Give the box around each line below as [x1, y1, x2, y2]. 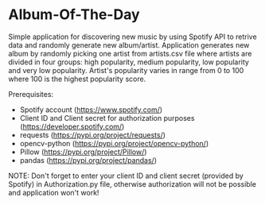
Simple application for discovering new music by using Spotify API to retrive [8, 32, 257, 41]
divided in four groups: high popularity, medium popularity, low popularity [8, 57, 249, 67]
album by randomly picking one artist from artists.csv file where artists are [8, 48, 252, 58]
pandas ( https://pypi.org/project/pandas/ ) [19, 155, 158, 164]
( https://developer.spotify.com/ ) [19, 122, 125, 131]
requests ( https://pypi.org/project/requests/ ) [19, 130, 166, 140]
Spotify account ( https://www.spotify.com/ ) [19, 105, 163, 114]
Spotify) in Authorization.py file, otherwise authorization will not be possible [8, 179, 257, 188]
